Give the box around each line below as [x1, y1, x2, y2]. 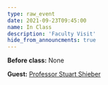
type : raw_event [7, 10, 55, 18]
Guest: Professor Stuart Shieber [7, 70, 101, 79]
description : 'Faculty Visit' [7, 30, 97, 38]
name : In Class [7, 23, 52, 30]
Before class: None [7, 56, 65, 64]
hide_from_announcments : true [7, 37, 97, 44]
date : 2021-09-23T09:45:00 [7, 17, 87, 24]
